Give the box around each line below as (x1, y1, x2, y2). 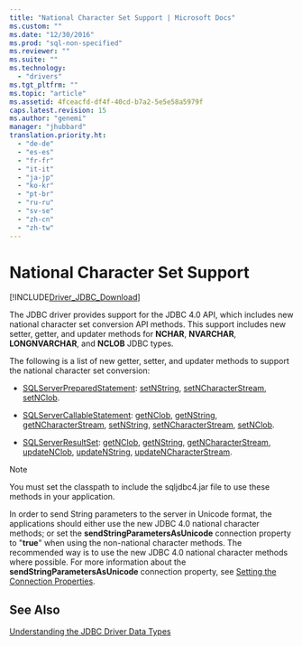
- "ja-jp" (17, 173, 54, 182)
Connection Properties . (9, 576, 96, 587)
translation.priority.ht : (9, 131, 106, 140)
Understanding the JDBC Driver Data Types (9, 626, 171, 637)
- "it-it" (17, 164, 54, 173)
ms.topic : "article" (9, 89, 87, 98)
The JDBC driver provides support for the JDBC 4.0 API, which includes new (9, 309, 294, 321)
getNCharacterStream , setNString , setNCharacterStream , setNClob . (22, 419, 275, 430)
